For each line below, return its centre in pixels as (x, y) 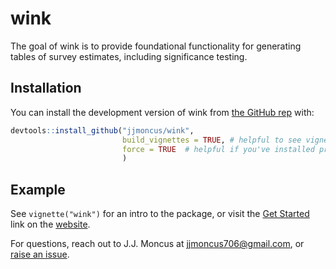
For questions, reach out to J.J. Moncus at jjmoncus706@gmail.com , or (157, 244)
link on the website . (50, 224)
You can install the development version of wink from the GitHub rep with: (162, 112)
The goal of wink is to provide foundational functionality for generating (156, 46)
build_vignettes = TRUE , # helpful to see (211, 140)
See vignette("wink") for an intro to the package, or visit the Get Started (160, 214)
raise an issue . (40, 254)
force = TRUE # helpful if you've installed (218, 149)
